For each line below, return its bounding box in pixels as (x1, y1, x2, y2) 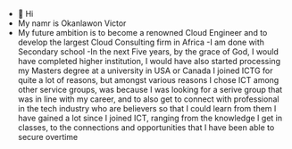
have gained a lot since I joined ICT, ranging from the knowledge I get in (17, 112, 283, 123)
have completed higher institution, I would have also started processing (17, 56, 281, 66)
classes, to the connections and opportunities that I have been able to (17, 122, 275, 133)
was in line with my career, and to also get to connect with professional (17, 94, 279, 104)
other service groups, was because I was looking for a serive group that (17, 85, 283, 95)
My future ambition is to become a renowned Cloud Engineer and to (17, 28, 268, 37)
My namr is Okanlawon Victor (17, 18, 127, 29)
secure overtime (17, 132, 79, 142)
